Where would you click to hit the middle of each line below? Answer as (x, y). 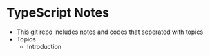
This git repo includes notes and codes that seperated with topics (110, 32)
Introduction (44, 46)
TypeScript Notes (58, 13)
